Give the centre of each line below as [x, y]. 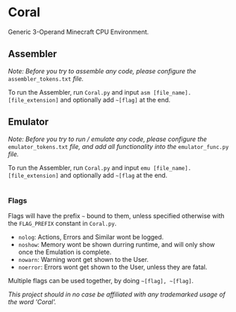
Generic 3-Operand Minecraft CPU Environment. [79, 32]
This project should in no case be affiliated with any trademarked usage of [117, 294]
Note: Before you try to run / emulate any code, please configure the [107, 139]
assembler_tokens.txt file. [46, 78]
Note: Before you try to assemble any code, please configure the [102, 71]
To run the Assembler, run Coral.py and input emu [79, 167]
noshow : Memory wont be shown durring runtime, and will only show [117, 245]
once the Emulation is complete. [65, 252]
